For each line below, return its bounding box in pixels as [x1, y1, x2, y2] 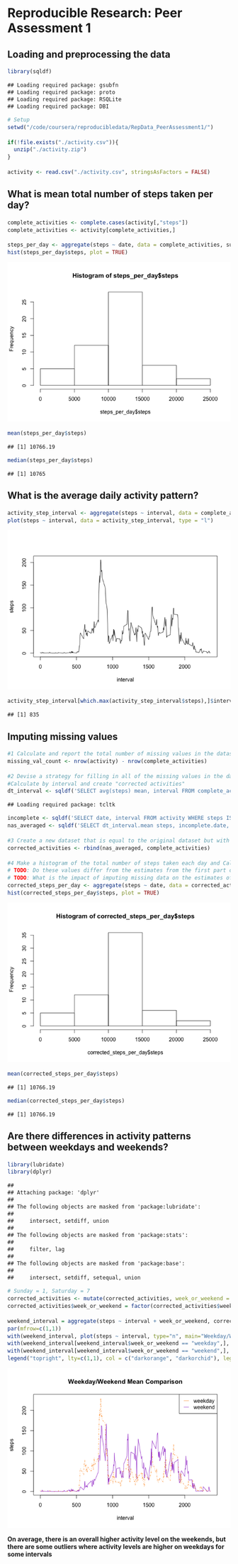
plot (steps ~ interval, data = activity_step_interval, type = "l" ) [7, 516, 214, 524]
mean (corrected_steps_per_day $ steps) [7, 1070, 119, 1077]
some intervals [7, 1550, 52, 1558]
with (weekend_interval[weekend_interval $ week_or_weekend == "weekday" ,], [7, 1340, 230, 1347]
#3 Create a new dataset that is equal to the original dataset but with [7, 837, 230, 844]
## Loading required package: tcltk [7, 802, 115, 809]
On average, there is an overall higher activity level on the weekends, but [7, 1535, 227, 1543]
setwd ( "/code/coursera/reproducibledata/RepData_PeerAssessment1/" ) [7, 123, 214, 131]
